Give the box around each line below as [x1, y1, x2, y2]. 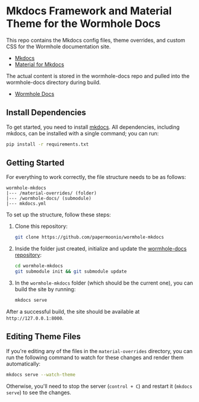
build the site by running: [14, 286, 76, 293]
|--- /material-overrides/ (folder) [6, 190, 97, 196]
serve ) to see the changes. [6, 389, 71, 396]
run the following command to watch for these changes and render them [6, 354, 184, 361]
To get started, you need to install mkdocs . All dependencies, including [6, 123, 180, 131]
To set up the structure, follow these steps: [6, 211, 111, 218]
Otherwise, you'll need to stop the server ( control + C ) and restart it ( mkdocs [6, 382, 192, 389]
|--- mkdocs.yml [6, 201, 46, 207]
